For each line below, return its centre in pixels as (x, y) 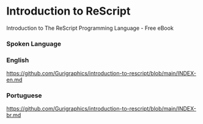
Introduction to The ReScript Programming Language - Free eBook (90, 28)
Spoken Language (34, 44)
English (18, 60)
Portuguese (24, 95)
